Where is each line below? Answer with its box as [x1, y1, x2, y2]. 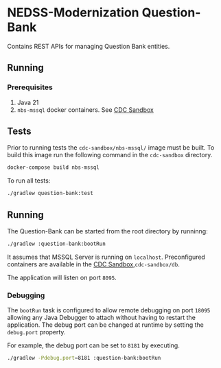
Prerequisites [7, 82, 53, 92]
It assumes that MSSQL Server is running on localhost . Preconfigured [7, 253, 206, 261]
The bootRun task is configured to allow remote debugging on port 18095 [7, 306, 211, 314]
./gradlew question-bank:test [7, 190, 94, 197]
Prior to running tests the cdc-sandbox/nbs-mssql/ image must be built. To [7, 143, 215, 152]
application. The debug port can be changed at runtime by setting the [7, 321, 204, 329]
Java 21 [16, 98, 39, 106]
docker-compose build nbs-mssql [7, 164, 100, 171]
